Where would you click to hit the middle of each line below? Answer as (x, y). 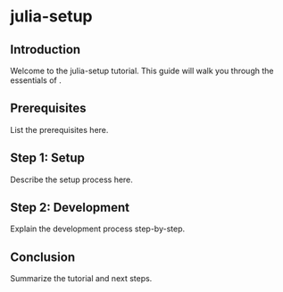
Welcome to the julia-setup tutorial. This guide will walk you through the (142, 71)
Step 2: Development (70, 208)
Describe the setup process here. (71, 179)
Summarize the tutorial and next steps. (81, 279)
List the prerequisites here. (59, 129)
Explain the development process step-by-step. (98, 229)
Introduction (46, 50)
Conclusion (43, 257)
